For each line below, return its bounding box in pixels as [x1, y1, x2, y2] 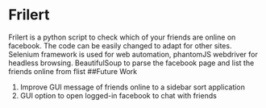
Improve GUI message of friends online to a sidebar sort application [19, 82, 246, 92]
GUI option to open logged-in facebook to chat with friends [19, 90, 218, 100]
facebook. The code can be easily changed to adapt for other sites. [8, 40, 232, 50]
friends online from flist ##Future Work [8, 66, 138, 76]
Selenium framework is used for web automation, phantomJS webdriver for [8, 49, 258, 59]
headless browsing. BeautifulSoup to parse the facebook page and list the [8, 58, 255, 68]
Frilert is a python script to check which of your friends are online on [8, 32, 236, 42]
